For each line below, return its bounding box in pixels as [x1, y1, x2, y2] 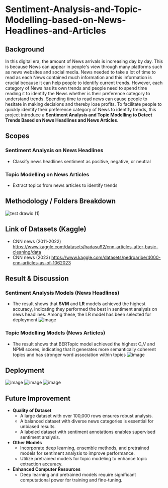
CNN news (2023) [12, 254, 50, 260]
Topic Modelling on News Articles [5, 171, 90, 178]
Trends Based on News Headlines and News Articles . [5, 117, 119, 123]
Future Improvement [5, 394, 70, 402]
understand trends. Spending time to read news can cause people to [5, 96, 147, 102]
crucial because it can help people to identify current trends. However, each [5, 80, 163, 86]
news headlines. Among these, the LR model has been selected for [12, 311, 151, 318]
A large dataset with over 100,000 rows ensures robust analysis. [20, 413, 153, 419]
